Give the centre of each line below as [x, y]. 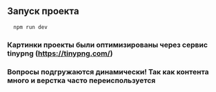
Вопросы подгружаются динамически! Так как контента [108, 71]
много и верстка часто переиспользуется [81, 80]
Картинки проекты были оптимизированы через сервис [108, 45]
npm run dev [31, 27]
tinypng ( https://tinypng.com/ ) [60, 53]
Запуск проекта [43, 11]
